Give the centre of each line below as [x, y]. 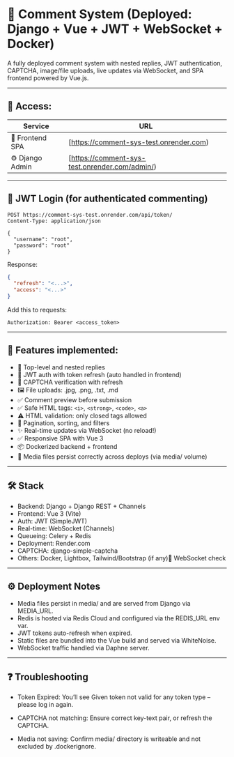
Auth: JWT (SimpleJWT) [52, 521]
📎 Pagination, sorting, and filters [63, 423]
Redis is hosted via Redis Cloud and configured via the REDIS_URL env [119, 618]
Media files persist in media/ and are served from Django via [104, 603]
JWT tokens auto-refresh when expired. [75, 633]
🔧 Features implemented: [63, 350]
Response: [23, 264]
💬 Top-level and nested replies [61, 367]
